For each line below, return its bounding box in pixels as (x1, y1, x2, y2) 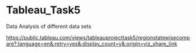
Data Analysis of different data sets (6, 23, 91, 30)
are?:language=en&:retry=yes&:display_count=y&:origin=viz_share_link (6, 40, 178, 47)
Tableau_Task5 (6, 3, 81, 17)
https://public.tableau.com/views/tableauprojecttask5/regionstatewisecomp (6, 34, 190, 41)
